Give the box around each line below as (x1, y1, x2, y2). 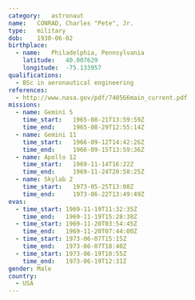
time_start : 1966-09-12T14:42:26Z (22, 138, 145, 146)
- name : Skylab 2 (15, 175, 74, 184)
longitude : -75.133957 (22, 64, 102, 72)
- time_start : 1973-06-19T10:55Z (15, 250, 127, 258)
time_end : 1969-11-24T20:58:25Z (22, 168, 145, 176)
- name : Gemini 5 (15, 109, 74, 117)
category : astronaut (8, 11, 84, 20)
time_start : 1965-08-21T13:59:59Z (22, 116, 145, 124)
